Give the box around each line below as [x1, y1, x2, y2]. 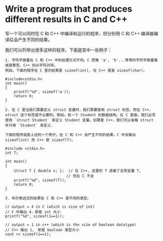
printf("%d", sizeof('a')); [14, 89, 71, 94]
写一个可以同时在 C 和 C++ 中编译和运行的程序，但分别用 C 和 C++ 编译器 [5, 30, 154, 36]
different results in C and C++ [5, 14, 128, 25]
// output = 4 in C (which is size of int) [5, 204, 95, 209]
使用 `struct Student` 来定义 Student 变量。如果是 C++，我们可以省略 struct [5, 118, 154, 122]
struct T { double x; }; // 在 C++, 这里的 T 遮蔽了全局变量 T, [14, 168, 142, 173]
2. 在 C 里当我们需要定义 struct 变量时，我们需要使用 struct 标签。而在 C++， [5, 107, 153, 112]
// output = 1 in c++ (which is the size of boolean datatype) [5, 222, 137, 227]
